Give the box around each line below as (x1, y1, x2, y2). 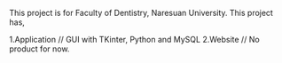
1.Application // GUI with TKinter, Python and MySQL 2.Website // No (9, 35, 260, 44)
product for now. (9, 43, 70, 54)
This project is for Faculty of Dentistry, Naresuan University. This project (9, 8, 273, 18)
